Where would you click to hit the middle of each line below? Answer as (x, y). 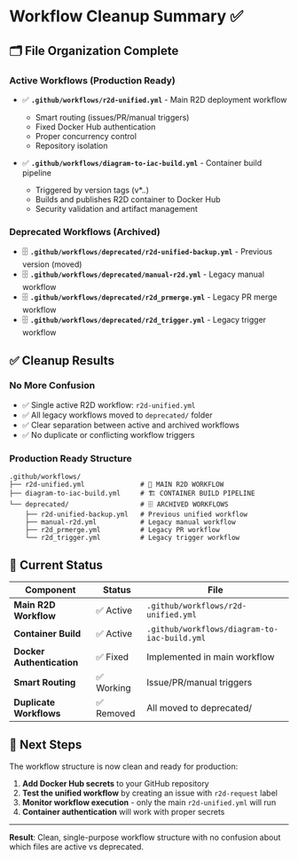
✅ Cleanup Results (62, 360)
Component (51, 590)
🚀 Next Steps (46, 745)
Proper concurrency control (86, 136)
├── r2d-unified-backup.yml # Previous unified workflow (137, 515)
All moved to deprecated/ (199, 708)
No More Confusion (52, 386)
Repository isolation (71, 145)
